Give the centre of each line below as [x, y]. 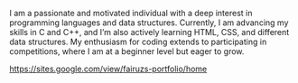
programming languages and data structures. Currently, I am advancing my [149, 23]
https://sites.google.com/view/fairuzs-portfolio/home [108, 69]
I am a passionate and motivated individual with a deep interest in [131, 13]
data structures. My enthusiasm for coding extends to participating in [138, 41]
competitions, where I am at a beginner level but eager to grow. [127, 51]
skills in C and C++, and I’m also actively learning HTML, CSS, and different [149, 32]
